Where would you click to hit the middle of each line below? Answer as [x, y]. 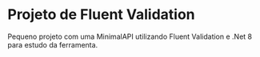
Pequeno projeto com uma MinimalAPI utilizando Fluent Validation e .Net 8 [130, 36]
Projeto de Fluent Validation [101, 15]
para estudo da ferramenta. [53, 44]
